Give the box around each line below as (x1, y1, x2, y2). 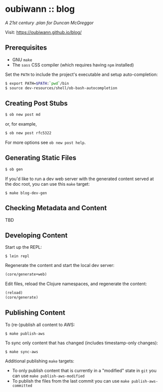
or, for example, (5, 121, 37, 127)
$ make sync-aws (5, 349, 38, 354)
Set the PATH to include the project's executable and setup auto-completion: (5, 71, 158, 77)
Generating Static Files (5, 154, 77, 162)
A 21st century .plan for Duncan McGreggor (5, 20, 94, 26)
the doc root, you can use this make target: (5, 181, 90, 187)
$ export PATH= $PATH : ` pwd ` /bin (5, 81, 69, 86)
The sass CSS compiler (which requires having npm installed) (12, 62, 134, 67)
